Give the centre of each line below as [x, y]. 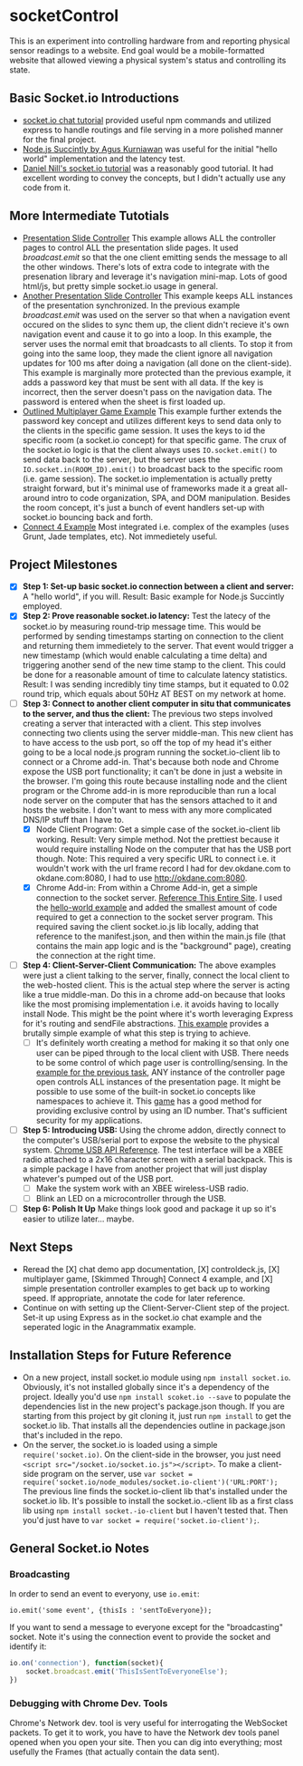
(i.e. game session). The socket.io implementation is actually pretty [147, 478]
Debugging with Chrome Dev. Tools [89, 1703]
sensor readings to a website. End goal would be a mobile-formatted [137, 50]
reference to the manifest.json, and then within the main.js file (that [161, 936]
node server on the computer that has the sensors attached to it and [150, 800]
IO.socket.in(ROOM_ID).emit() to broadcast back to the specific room [152, 468]
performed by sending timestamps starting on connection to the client [153, 636]
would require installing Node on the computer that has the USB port [164, 849]
